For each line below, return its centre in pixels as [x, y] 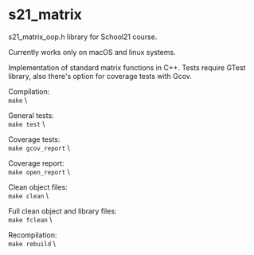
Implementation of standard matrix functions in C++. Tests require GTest [127, 67]
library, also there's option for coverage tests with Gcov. [100, 76]
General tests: [31, 115]
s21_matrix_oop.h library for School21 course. [83, 37]
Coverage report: [37, 163]
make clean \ [29, 195]
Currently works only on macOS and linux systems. [92, 52]
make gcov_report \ [39, 147]
